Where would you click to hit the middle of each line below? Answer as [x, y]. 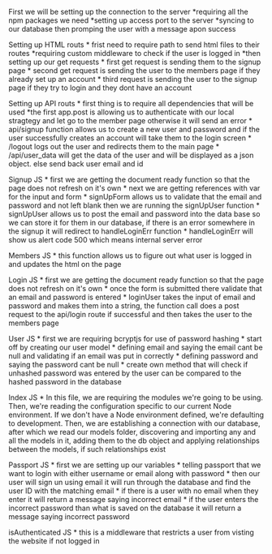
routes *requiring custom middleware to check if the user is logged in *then [135, 53]
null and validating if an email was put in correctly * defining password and [133, 356]
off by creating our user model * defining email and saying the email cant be [136, 347]
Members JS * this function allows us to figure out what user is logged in [130, 256]
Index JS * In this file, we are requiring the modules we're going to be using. [136, 397]
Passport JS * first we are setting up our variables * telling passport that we [135, 465]
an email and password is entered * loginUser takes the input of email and [132, 297]
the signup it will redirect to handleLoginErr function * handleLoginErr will [131, 231]
